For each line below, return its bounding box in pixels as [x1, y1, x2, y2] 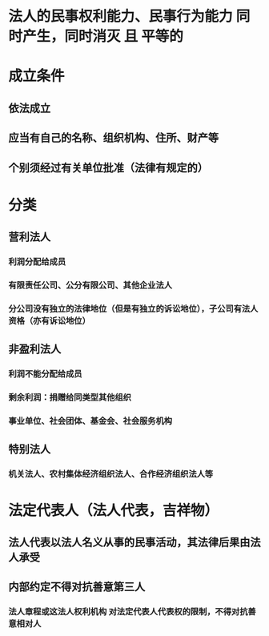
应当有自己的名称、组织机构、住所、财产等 [8, 131, 219, 145]
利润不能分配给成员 [8, 368, 82, 380]
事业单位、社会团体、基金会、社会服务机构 [8, 416, 173, 427]
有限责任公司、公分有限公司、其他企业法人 [8, 280, 173, 291]
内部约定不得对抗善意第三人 [8, 580, 146, 594]
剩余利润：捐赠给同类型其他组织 [8, 392, 132, 403]
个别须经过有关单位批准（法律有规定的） [8, 161, 208, 175]
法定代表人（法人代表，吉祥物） [8, 501, 219, 519]
